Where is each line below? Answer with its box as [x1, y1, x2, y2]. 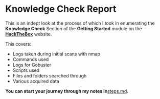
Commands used [12, 56, 49, 62]
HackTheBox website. [5, 31, 52, 37]
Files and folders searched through [12, 72, 87, 78]
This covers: [5, 41, 32, 47]
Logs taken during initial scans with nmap [12, 51, 101, 57]
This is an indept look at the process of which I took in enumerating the [5, 20, 155, 26]
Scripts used [12, 67, 40, 73]
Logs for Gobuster [12, 62, 52, 68]
